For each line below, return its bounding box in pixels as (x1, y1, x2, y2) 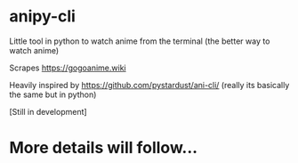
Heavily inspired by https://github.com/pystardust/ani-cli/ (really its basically (9, 79, 290, 90)
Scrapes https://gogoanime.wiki (9, 62, 126, 73)
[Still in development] (9, 106, 87, 117)
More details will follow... (9, 138, 198, 158)
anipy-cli (9, 6, 76, 27)
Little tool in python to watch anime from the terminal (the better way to (9, 36, 270, 46)
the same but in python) (9, 89, 97, 100)
